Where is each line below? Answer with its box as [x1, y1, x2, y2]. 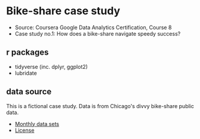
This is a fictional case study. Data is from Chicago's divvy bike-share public [6, 102, 194, 109]
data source [6, 87, 52, 97]
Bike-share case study [6, 4, 121, 18]
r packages [6, 48, 49, 58]
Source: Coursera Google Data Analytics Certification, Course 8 [14, 24, 172, 31]
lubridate [14, 69, 37, 77]
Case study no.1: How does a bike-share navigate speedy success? [14, 30, 181, 37]
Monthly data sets [14, 120, 60, 127]
